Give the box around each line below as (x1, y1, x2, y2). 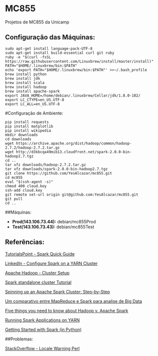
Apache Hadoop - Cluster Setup (5, 270, 70, 276)
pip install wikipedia (5, 128, 51, 133)
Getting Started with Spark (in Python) (5, 326, 82, 332)
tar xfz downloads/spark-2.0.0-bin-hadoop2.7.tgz (5, 166, 108, 171)
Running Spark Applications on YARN (5, 317, 80, 323)
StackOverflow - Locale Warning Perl (5, 345, 80, 351)
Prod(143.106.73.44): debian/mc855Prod (12, 218, 96, 224)
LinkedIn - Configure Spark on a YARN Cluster (5, 260, 98, 266)
